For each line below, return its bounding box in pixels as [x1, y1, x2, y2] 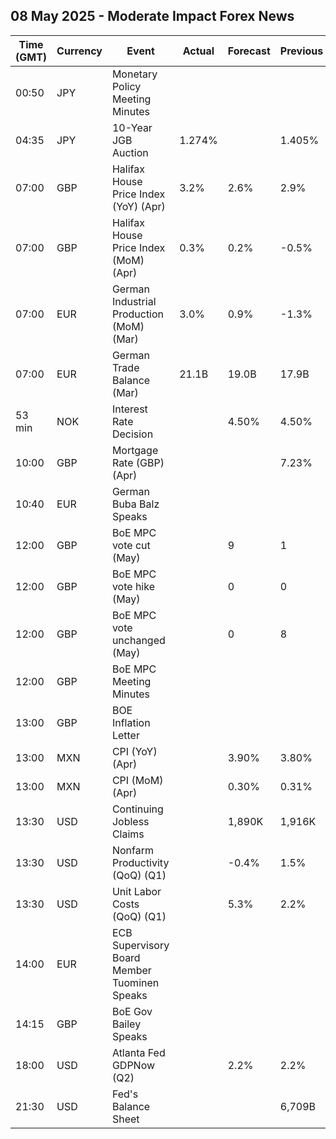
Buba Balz [111, 497, 160, 511]
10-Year [111, 120, 153, 134]
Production [111, 307, 165, 321]
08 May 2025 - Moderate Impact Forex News [10, 8, 295, 25]
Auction [111, 145, 149, 159]
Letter [111, 728, 140, 742]
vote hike [111, 579, 155, 593]
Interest [111, 402, 148, 416]
